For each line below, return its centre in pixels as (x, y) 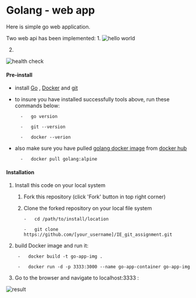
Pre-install (19, 75)
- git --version (43, 127)
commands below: (37, 106)
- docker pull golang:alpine (59, 159)
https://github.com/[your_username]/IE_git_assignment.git (98, 235)
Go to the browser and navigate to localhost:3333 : (77, 278)
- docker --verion (46, 137)
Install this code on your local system (60, 185)
